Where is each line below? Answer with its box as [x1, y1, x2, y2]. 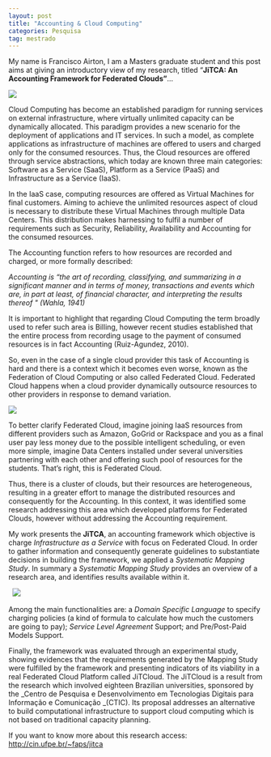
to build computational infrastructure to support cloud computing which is [8, 706, 255, 717]
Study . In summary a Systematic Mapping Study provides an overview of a [8, 563, 258, 573]
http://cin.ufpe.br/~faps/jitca [8, 739, 104, 749]
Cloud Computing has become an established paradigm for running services [8, 104, 264, 114]
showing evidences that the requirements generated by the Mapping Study [8, 655, 259, 665]
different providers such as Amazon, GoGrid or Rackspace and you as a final [8, 429, 264, 439]
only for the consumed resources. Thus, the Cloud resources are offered [8, 147, 251, 158]
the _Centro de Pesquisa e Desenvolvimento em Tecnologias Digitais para [8, 689, 254, 699]
